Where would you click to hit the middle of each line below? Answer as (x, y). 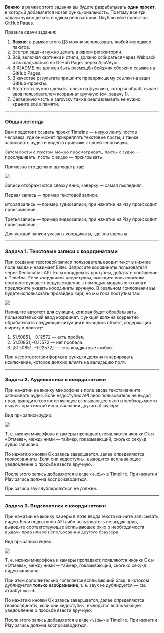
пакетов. (21, 47)
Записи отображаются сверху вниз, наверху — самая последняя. (74, 185)
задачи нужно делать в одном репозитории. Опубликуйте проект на (76, 17)
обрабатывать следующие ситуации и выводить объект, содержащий (78, 322)
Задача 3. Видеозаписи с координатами (56, 506)
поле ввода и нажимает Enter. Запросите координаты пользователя (76, 267)
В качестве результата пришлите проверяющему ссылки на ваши (81, 78)
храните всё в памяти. (36, 104)
